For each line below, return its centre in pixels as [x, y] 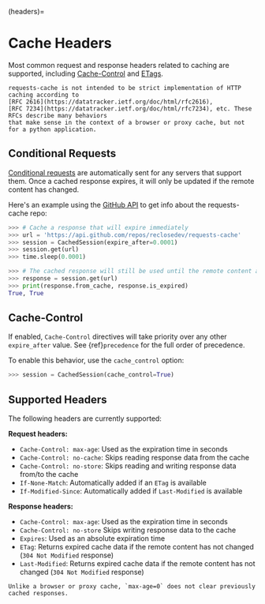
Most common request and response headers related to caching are [119, 65]
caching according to [44, 95]
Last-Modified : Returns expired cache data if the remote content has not [137, 564]
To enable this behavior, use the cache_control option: [96, 360]
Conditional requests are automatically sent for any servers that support [125, 172]
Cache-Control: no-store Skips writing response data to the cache [128, 530]
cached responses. [38, 594]
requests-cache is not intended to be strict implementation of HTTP [125, 88]
